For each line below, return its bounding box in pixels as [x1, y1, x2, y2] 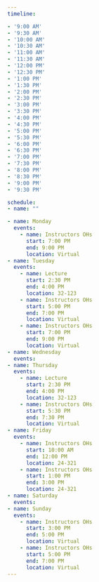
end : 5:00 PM [25, 531, 65, 538]
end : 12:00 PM [25, 453, 68, 460]
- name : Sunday [7, 505, 52, 512]
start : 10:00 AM [25, 447, 74, 454]
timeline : [7, 10, 37, 18]
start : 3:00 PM [25, 524, 71, 532]
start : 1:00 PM [25, 472, 71, 480]
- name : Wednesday [7, 348, 61, 355]
